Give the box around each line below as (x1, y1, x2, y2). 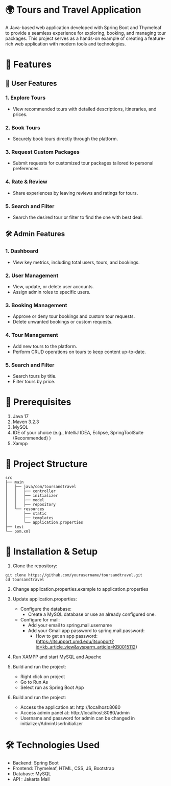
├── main (5, 479, 24, 484)
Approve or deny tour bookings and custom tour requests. (12, 313, 135, 319)
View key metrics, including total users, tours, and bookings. (12, 259, 140, 265)
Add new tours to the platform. (12, 343, 78, 349)
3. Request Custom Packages (5, 149, 80, 156)
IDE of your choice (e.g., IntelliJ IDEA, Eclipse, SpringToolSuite (12, 429, 144, 435)
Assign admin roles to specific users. (12, 289, 91, 295)
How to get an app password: (35, 633, 98, 639)
